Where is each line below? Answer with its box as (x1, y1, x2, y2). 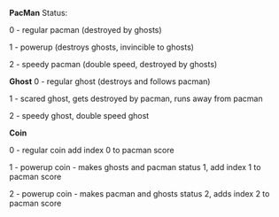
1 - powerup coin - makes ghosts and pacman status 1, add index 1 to (9, 162, 261, 172)
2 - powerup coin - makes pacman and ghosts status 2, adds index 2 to (9, 189, 270, 198)
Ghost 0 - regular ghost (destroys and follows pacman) (9, 76, 211, 87)
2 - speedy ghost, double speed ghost (9, 111, 150, 120)
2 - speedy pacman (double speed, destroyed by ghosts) (9, 59, 218, 69)
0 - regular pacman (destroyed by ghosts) (9, 25, 162, 35)
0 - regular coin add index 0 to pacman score (9, 145, 174, 155)
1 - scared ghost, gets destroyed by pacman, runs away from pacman (9, 93, 263, 104)
